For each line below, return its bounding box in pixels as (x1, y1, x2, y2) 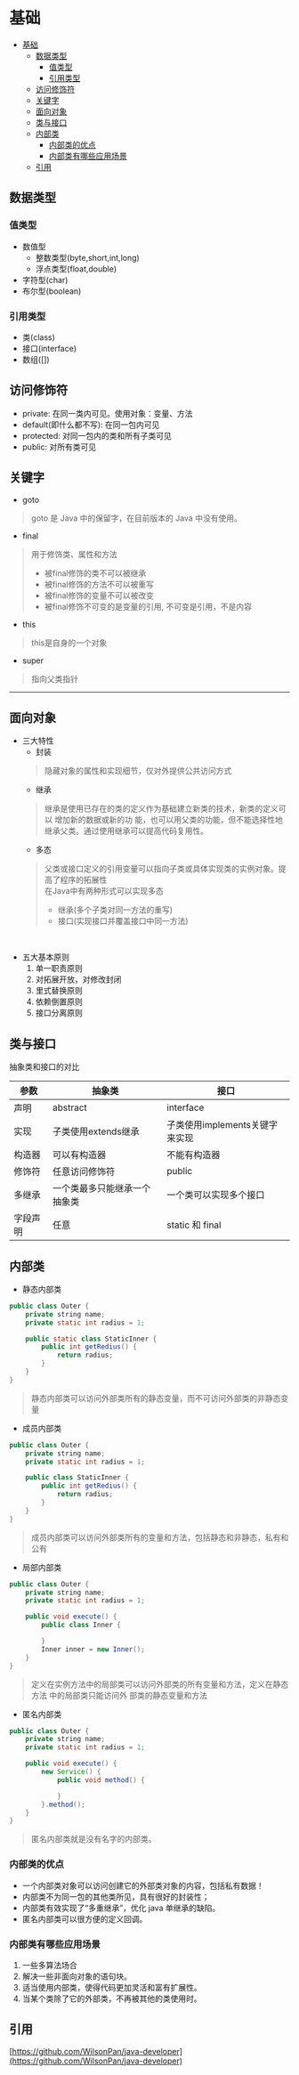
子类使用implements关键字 (166, 1119, 279, 1131)
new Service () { (41, 1768, 101, 1777)
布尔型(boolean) (21, 286, 82, 296)
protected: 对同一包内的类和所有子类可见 (21, 430, 172, 441)
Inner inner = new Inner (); (41, 1644, 145, 1654)
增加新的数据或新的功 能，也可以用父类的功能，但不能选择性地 (54, 815, 283, 825)
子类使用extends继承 (52, 1125, 140, 1138)
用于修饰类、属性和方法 (30, 548, 117, 559)
